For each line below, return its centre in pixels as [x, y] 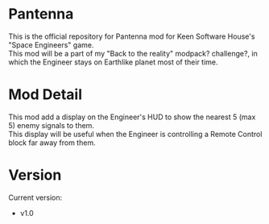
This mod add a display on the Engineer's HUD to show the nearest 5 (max [132, 117]
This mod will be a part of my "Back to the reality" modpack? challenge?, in [133, 53]
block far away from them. [52, 143]
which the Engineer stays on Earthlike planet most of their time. [114, 62]
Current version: [35, 197]
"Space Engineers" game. [51, 44]
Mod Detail [46, 95]
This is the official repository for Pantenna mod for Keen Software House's [132, 36]
